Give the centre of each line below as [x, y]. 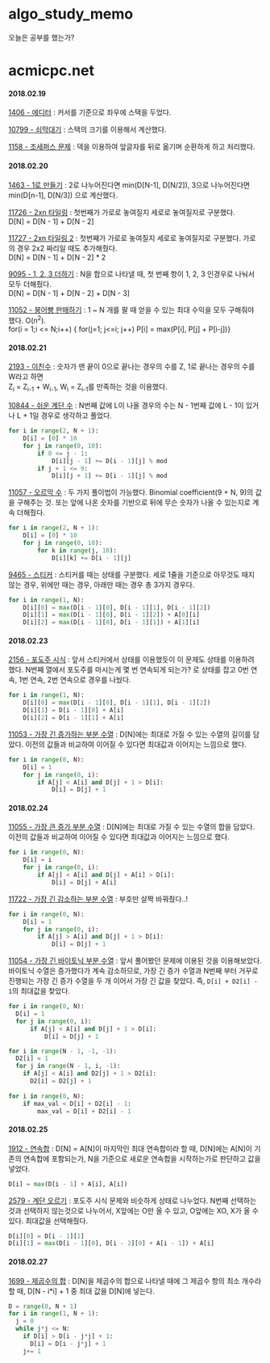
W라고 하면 [26, 377]
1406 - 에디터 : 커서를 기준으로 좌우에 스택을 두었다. [90, 112]
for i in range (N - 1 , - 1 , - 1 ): [62, 1051]
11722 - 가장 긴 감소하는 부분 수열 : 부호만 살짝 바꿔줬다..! [98, 899]
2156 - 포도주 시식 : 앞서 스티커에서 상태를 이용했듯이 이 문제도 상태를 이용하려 [132, 660]
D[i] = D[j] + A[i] [84, 882]
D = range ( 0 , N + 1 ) [43, 1306]
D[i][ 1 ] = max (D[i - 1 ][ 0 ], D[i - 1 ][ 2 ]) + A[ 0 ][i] [111, 615]
